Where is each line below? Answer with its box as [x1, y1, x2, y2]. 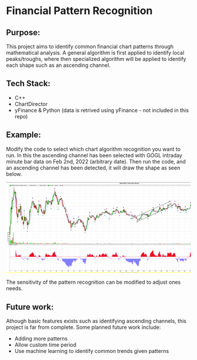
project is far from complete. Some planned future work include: [6, 324, 161, 331]
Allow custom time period [14, 341, 77, 348]
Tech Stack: [6, 79, 51, 89]
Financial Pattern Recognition [6, 4, 153, 18]
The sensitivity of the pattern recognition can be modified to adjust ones [6, 279, 181, 286]
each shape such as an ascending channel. [6, 62, 111, 69]
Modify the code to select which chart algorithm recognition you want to [6, 145, 181, 152]
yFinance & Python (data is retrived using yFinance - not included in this [14, 107, 189, 114]
